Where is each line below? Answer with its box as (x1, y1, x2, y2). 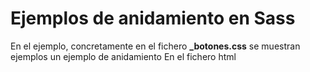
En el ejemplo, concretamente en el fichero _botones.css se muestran (10, 40, 301, 52)
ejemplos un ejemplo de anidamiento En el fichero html (10, 50, 237, 62)
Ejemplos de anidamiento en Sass (10, 7, 296, 30)
